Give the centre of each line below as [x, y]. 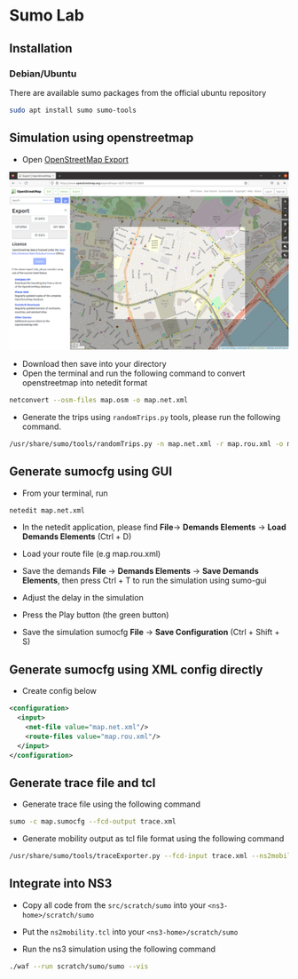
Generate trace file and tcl [82, 783]
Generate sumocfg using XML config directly [136, 669]
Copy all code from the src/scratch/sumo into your [114, 905]
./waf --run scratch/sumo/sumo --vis [79, 966]
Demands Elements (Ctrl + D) [77, 537]
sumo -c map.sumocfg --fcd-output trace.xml [93, 822]
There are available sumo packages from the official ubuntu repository [138, 92]
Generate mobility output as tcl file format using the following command [153, 839]
